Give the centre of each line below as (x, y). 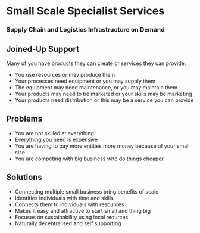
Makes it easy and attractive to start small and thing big (83, 210)
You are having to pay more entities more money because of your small (102, 146)
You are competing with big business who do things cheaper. (90, 159)
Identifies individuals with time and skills (64, 198)
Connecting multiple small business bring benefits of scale (87, 191)
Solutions (24, 177)
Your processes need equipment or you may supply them (85, 81)
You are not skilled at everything (54, 133)
